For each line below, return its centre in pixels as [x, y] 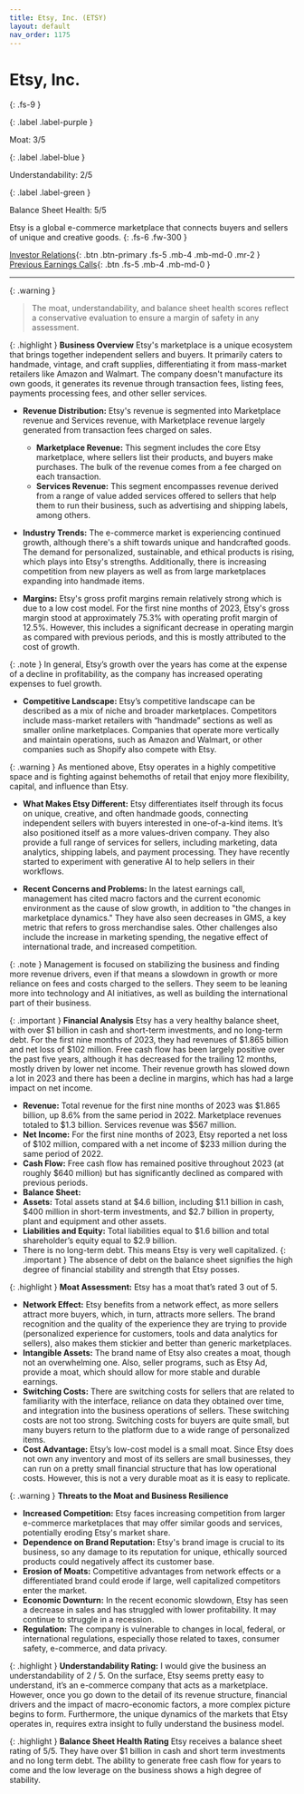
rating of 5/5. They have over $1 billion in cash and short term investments [147, 1751]
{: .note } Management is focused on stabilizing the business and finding [145, 965]
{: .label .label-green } [50, 192]
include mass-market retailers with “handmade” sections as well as [147, 721]
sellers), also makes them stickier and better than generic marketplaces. [157, 1343]
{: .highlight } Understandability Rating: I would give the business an [138, 1666]
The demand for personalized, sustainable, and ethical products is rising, [158, 552]
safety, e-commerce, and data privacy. [95, 1649]
